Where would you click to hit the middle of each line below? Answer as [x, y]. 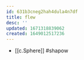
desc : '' [17, 23]
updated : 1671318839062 [35, 28]
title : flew [21, 17]
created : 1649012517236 [35, 34]
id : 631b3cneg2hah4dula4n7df [42, 12]
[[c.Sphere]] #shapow [41, 50]
